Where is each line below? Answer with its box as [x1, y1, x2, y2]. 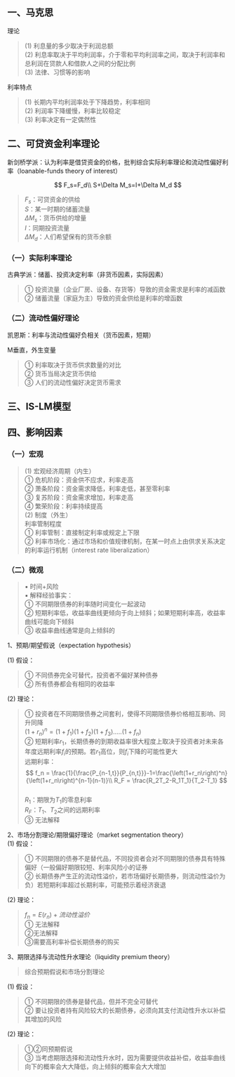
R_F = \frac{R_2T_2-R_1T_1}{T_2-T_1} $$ [114, 777, 228, 785]
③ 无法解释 [24, 815, 60, 824]
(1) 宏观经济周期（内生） [24, 466, 95, 475]
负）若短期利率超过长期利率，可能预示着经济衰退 [24, 880, 166, 889]
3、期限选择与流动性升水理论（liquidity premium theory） [7, 953, 174, 961]
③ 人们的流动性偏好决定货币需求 [24, 378, 121, 386]
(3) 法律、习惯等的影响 [24, 67, 90, 76]
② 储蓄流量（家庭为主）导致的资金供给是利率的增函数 [24, 294, 183, 303]
